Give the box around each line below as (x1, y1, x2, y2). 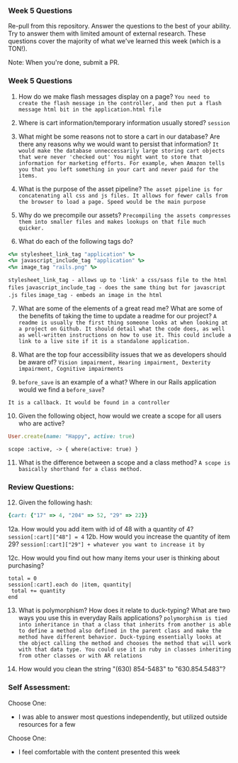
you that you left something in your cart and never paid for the (18, 166, 219, 173)
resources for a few (18, 720, 76, 728)
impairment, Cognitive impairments (18, 365, 124, 373)
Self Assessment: (8, 683, 71, 693)
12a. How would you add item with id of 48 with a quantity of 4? (8, 525, 194, 534)
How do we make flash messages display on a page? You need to (18, 92, 210, 101)
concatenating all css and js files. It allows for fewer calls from (18, 192, 229, 199)
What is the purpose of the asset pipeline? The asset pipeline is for (18, 184, 223, 193)
